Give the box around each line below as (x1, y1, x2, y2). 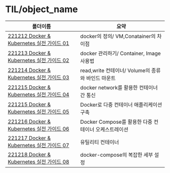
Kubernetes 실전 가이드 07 (8, 142, 69, 149)
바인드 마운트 (86, 75, 116, 82)
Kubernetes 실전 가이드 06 (8, 125, 69, 132)
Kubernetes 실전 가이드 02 (8, 57, 69, 64)
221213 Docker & (8, 49, 51, 56)
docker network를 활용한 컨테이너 (80, 84, 158, 91)
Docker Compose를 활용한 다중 (80, 118, 153, 125)
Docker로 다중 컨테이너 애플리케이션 (80, 101, 162, 108)
